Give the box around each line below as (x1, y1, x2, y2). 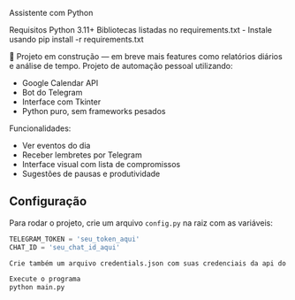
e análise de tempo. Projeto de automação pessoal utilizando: (9, 61, 233, 71)
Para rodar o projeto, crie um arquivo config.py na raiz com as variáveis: (9, 217, 274, 228)
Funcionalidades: (9, 123, 72, 134)
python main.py (9, 283, 65, 292)
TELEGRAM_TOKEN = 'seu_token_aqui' (9, 235, 140, 243)
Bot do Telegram (21, 88, 83, 97)
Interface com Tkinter (21, 96, 102, 107)
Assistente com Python (9, 8, 94, 18)
